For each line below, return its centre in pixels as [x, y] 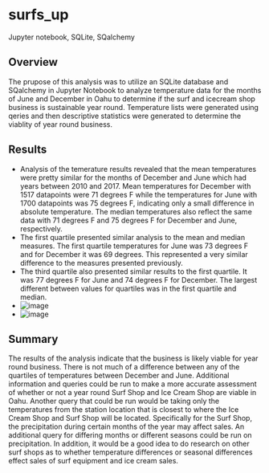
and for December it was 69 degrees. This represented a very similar [134, 254]
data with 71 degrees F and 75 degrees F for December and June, [128, 220]
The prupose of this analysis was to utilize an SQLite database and [118, 81]
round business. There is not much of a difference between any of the [124, 367]
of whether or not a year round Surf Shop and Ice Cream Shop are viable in [132, 393]
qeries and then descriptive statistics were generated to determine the [125, 116]
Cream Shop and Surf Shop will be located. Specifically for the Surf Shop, [130, 418]
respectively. [41, 228]
